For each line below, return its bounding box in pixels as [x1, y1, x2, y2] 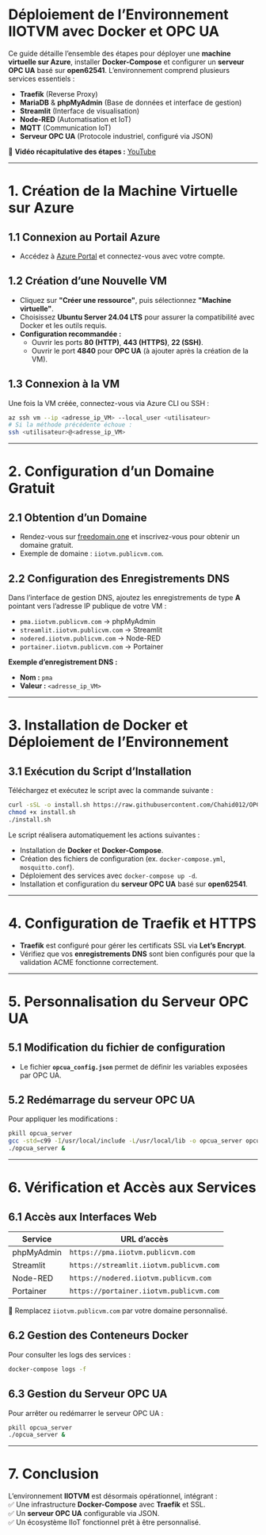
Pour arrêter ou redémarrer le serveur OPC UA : [8, 1408, 164, 1418]
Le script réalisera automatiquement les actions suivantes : [8, 830, 200, 840]
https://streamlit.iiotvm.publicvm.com [69, 1261, 220, 1269]
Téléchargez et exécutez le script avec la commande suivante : [8, 786, 214, 794]
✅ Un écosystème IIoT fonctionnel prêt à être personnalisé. [8, 1518, 201, 1527]
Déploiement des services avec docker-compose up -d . [19, 871, 198, 880]
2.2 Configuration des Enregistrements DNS [8, 572, 230, 585]
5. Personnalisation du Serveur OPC [8, 993, 249, 1010]
